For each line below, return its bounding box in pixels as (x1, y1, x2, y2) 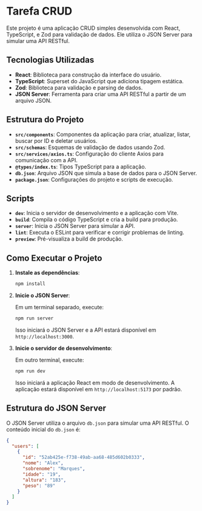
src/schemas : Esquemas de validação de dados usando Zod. (15, 143, 166, 151)
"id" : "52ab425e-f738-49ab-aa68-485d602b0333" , (22, 454, 146, 461)
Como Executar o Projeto (6, 253, 103, 263)
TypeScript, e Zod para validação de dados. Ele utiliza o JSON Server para (6, 30, 193, 38)
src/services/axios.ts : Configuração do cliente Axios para (15, 150, 164, 157)
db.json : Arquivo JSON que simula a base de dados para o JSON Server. (15, 169, 197, 177)
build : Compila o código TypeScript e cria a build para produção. (15, 216, 178, 223)
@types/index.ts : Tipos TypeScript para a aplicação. (15, 163, 147, 170)
